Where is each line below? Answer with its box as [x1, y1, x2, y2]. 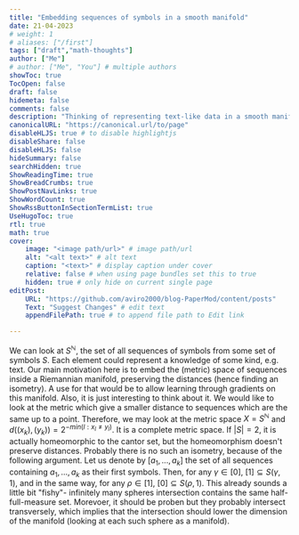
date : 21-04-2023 [9, 21, 74, 30]
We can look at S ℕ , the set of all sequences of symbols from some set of [9, 344, 276, 356]
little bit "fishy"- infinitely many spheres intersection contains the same [9, 487, 270, 499]
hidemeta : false [9, 95, 69, 105]
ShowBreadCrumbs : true [9, 179, 93, 188]
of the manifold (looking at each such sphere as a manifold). [9, 515, 230, 526]
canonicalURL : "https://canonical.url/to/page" [9, 121, 190, 130]
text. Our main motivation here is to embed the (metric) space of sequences [9, 364, 287, 375]
